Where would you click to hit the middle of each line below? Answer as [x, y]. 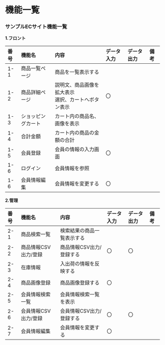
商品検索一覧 [36, 235]
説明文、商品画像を [77, 85]
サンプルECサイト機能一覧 [36, 27]
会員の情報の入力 [75, 149]
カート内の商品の [75, 133]
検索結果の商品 [77, 231]
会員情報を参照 [72, 168]
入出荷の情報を [77, 264]
